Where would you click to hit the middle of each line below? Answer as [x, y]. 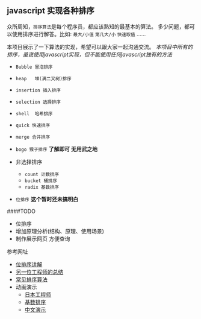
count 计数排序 [42, 174]
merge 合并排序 [33, 137]
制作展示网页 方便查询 [43, 238]
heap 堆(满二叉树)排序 [43, 78]
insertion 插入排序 [38, 90]
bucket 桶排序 [41, 181]
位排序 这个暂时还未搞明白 [47, 199]
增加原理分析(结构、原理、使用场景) [60, 231]
